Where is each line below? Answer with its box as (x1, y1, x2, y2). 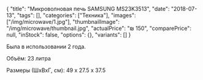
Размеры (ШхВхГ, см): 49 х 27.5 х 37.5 (6, 67, 106, 74)
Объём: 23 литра (6, 55, 51, 62)
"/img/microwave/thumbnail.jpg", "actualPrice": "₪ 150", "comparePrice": (6, 24, 192, 32)
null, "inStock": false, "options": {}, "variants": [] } (6, 31, 131, 38)
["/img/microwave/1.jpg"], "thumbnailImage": (6, 18, 120, 25)
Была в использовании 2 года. (6, 43, 86, 50)
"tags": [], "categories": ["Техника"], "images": (17, 12, 136, 19)
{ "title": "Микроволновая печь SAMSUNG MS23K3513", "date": (6, 5, 170, 12)
